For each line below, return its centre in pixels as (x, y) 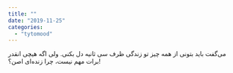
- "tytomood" (34, 34)
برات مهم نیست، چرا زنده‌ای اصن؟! (55, 62)
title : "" (23, 14)
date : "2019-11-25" (37, 21)
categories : (25, 27)
